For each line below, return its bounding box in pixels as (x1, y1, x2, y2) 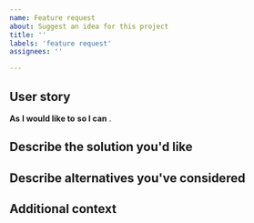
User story (9, 88, 71, 105)
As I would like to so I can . (9, 113, 112, 124)
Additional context (9, 201, 117, 217)
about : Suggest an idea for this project (9, 22, 169, 31)
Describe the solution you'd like (9, 139, 193, 155)
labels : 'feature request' (9, 38, 112, 48)
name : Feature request (9, 13, 96, 23)
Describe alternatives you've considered (9, 170, 246, 186)
